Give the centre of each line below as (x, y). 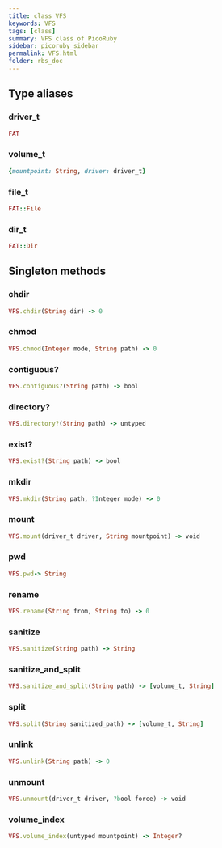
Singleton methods (57, 271)
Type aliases (41, 94)
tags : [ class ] (32, 31)
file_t (19, 192)
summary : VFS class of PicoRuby (63, 38)
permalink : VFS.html (43, 53)
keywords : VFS (32, 23)
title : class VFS (38, 16)
